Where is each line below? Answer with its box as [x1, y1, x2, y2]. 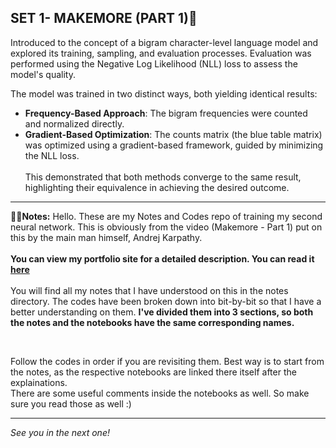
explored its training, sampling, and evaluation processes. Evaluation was [10, 47, 312, 59]
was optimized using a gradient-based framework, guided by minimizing [24, 139, 324, 151]
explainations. [10, 376, 68, 388]
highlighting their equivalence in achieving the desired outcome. [24, 181, 290, 193]
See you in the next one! [10, 426, 110, 438]
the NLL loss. [24, 149, 80, 161]
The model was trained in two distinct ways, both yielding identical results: [10, 87, 318, 100]
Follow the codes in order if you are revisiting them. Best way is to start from [10, 355, 325, 367]
